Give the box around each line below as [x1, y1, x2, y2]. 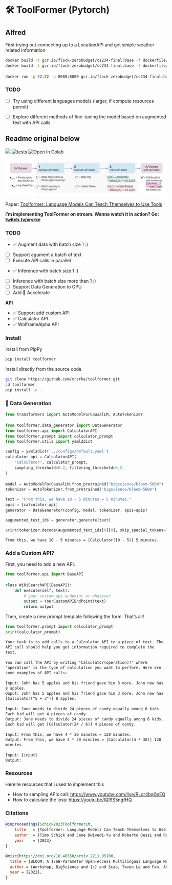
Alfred [5, 28, 26, 37]
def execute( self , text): [14, 588, 70, 593]
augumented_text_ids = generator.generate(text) [5, 517, 111, 522]
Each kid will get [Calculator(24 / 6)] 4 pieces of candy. [5, 721, 137, 727]
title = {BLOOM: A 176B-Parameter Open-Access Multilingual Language [10, 859, 161, 864]
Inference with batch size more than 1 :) [12, 278, 96, 284]
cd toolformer [5, 382, 36, 387]
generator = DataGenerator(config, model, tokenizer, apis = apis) [5, 508, 147, 513]
